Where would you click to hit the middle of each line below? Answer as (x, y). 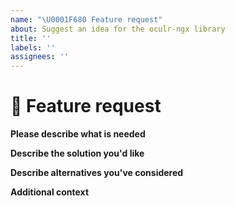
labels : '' (33, 47)
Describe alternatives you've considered (97, 173)
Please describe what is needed (78, 134)
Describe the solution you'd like (77, 153)
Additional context (50, 192)
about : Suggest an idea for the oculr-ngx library (118, 29)
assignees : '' (40, 57)
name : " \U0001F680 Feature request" (86, 19)
